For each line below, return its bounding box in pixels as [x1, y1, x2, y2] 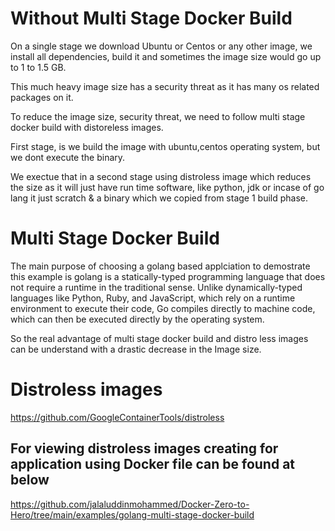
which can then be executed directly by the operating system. [10, 313, 265, 325]
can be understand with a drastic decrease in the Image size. [10, 343, 262, 355]
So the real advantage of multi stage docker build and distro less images [10, 332, 309, 344]
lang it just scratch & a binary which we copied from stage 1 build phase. [10, 192, 308, 204]
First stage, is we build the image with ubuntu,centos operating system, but [10, 140, 321, 152]
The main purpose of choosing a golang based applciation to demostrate [10, 260, 311, 272]
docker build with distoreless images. [10, 121, 164, 133]
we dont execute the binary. [10, 151, 126, 163]
